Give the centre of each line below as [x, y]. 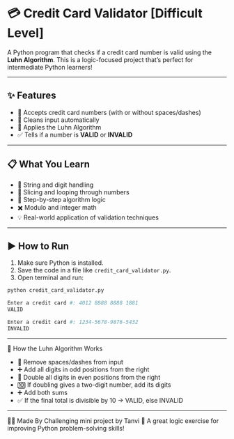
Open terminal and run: [50, 278]
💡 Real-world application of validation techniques [88, 217]
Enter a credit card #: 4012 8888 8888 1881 [73, 303]
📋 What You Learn [49, 164]
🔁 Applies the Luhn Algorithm [59, 127]
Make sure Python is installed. [60, 263]
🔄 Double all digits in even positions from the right [89, 377]
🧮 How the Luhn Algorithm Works [55, 348]
